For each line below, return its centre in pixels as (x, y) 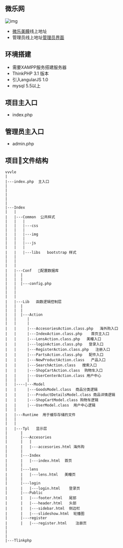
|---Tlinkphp (18, 541)
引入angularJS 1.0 (30, 79)
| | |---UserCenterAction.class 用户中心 (53, 376)
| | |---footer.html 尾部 (41, 498)
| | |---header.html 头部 (41, 503)
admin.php (23, 144)
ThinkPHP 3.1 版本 (31, 73)
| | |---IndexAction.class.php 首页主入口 (57, 334)
